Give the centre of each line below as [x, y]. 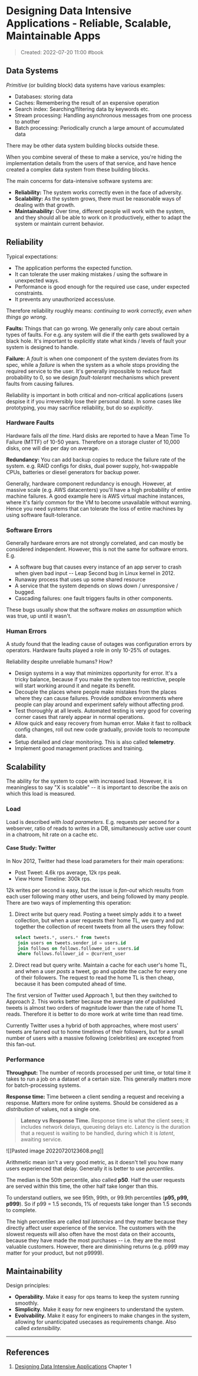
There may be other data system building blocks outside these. [82, 145]
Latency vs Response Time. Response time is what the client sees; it [105, 1120]
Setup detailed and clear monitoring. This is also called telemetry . [95, 742]
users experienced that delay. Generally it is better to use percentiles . [90, 1168]
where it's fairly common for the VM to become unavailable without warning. [99, 502]
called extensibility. [38, 1328]
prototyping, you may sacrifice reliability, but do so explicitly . [80, 408]
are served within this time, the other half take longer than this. [82, 1186]
